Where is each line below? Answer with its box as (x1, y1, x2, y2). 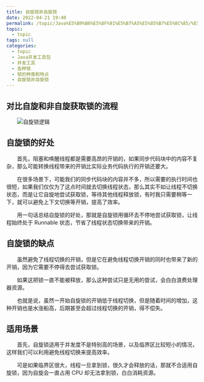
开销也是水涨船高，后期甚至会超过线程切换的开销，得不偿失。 (11, 304, 166, 311)
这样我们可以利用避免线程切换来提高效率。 (6, 349, 113, 356)
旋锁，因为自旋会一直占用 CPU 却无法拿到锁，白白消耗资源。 (6, 369, 159, 377)
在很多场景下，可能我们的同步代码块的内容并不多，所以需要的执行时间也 (16, 175, 198, 182)
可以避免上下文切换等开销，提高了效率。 (22, 198, 123, 206)
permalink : (6, 20, 34, 26)
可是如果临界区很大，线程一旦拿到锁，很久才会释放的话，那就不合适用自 (16, 361, 198, 369)
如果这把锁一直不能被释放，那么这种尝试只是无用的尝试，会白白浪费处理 (16, 276, 198, 283)
